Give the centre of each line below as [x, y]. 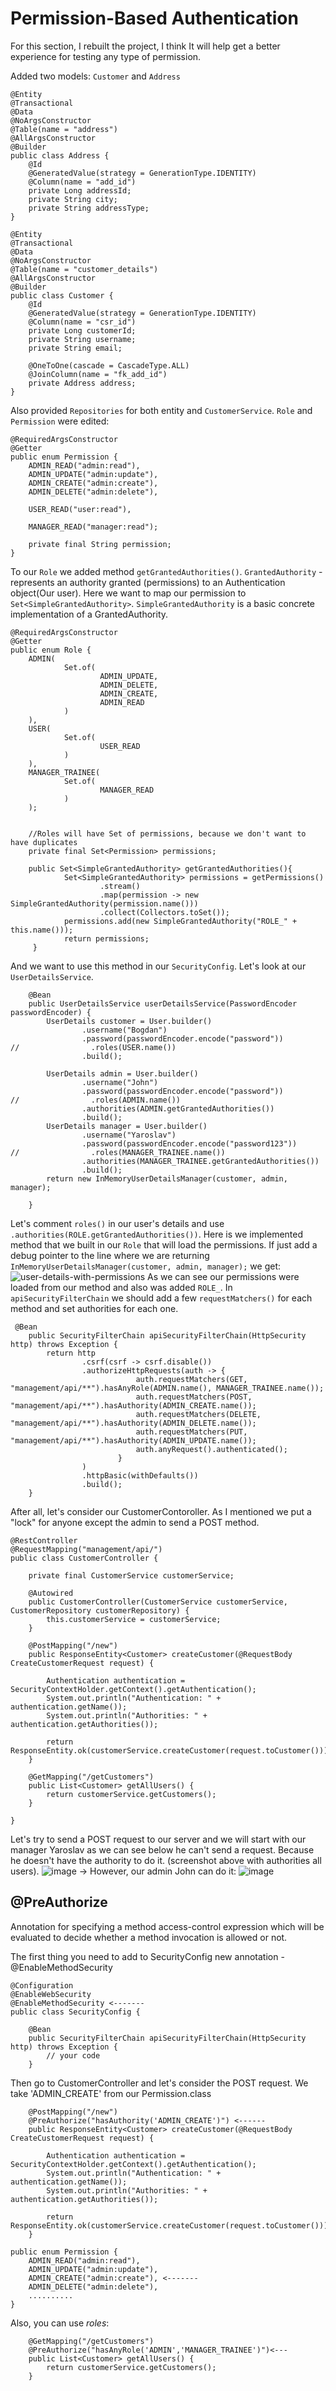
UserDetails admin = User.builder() [122, 1073]
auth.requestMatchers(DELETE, [198, 1414]
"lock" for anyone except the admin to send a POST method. [135, 1522]
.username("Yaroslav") [129, 1135]
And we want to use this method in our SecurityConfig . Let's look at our [158, 966]
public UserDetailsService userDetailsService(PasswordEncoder [163, 1003]
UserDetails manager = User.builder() [127, 1126]
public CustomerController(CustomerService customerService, [158, 1602]
